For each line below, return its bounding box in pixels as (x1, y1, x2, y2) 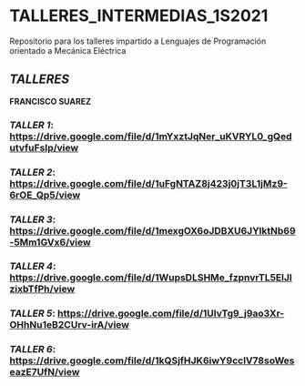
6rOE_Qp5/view (9, 188, 81, 201)
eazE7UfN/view (9, 366, 80, 379)
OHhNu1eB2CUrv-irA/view (9, 319, 130, 331)
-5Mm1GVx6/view (9, 236, 91, 249)
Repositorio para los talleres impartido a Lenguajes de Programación (9, 36, 267, 46)
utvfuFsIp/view (9, 141, 79, 154)
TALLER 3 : (9, 213, 56, 226)
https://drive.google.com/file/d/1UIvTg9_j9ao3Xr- (57, 307, 285, 320)
